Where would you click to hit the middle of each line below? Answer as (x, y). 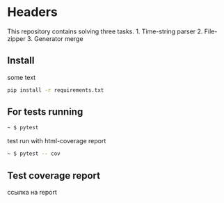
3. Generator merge (55, 38)
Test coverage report (54, 176)
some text (22, 77)
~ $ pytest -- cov (34, 154)
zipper (16, 38)
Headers (32, 12)
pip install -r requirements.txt (56, 90)
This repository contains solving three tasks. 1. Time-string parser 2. (105, 31)
